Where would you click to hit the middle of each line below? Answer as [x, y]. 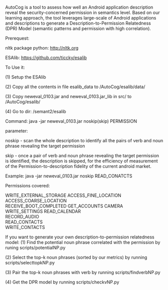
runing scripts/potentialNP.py [35, 248]
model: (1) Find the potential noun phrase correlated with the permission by [83, 242]
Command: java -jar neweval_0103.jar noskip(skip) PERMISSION [71, 121]
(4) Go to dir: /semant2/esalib [36, 111]
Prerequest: [17, 38]
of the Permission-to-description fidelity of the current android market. [78, 166]
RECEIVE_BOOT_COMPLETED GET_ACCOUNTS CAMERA [64, 206]
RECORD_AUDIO [22, 217]
